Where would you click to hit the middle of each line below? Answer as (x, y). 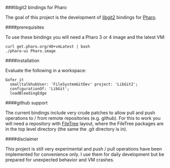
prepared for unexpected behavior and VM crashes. (60, 160)
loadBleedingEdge (28, 93)
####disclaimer (22, 139)
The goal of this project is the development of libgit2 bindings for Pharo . (81, 17)
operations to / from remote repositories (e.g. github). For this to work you (83, 118)
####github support (27, 103)
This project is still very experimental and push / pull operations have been (84, 149)
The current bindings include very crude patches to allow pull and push (80, 113)
